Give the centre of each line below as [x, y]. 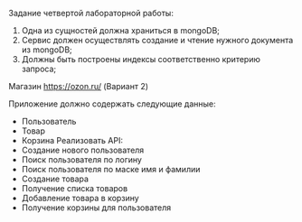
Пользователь [49, 121]
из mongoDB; [47, 50]
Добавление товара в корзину [80, 198]
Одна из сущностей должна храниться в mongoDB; [121, 30]
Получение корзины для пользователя [96, 208]
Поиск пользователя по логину [81, 160]
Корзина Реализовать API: [72, 140]
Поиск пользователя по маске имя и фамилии [111, 169]
